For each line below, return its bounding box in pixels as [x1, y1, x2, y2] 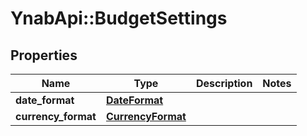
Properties [10, 47, 78, 64]
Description [195, 77, 253, 90]
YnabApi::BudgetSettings [10, 7, 228, 30]
